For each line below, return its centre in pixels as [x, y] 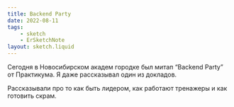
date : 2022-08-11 [33, 21]
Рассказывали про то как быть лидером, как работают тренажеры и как [117, 88]
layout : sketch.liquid [41, 47]
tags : [15, 27]
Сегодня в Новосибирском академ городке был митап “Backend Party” [115, 67]
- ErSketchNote [43, 40]
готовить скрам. [32, 96]
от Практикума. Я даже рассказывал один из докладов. [92, 74]
